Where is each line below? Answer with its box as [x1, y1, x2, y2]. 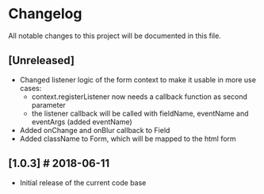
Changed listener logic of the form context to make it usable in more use [19, 74, 256, 84]
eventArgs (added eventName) [31, 116, 132, 127]
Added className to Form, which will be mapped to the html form [19, 134, 236, 143]
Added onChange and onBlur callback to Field [19, 125, 170, 135]
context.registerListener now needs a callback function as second [31, 92, 248, 101]
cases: [19, 83, 42, 93]
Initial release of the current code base [19, 177, 147, 187]
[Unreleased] [8, 54, 75, 67]
